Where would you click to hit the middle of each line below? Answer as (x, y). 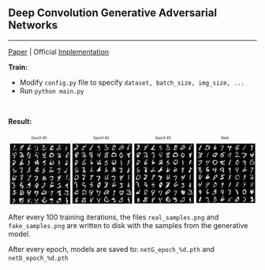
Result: (20, 121)
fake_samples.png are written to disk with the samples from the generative (128, 225)
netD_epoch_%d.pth (38, 258)
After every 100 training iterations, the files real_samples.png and (114, 217)
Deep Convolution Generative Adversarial (113, 13)
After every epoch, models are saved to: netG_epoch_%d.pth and (112, 249)
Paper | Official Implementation (58, 51)
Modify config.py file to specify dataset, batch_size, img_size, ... (132, 82)
